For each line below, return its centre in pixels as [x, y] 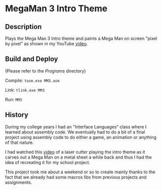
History [17, 115]
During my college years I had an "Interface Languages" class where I [76, 127]
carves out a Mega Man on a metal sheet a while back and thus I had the [79, 157]
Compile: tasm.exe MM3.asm [32, 80]
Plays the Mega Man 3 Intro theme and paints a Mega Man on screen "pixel [81, 38]
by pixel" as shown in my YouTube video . [47, 44]
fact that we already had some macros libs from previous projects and [76, 177]
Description [23, 27]
